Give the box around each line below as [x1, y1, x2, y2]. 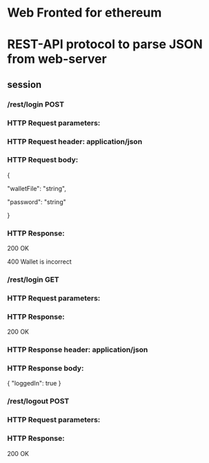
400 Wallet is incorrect [7, 257, 72, 266]
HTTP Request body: [7, 155, 79, 165]
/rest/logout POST [7, 397, 70, 406]
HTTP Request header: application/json [7, 136, 143, 146]
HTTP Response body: [7, 363, 84, 373]
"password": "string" [7, 197, 67, 206]
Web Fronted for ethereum [7, 5, 162, 21]
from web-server [7, 51, 107, 67]
